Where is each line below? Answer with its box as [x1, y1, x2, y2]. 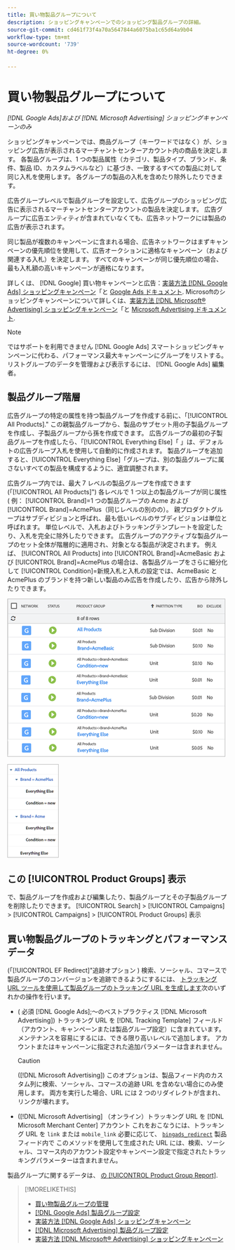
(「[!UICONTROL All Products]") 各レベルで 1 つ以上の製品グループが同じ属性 [7, 487, 227, 496]
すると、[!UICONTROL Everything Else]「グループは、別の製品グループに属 [7, 455, 224, 463]
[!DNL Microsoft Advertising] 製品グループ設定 [34, 1226, 169, 1235]
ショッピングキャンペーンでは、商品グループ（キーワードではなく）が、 [7, 137, 216, 145]
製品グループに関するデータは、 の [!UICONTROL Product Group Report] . [7, 1171, 219, 1180]
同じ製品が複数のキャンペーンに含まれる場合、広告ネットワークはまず [7, 237, 210, 246]
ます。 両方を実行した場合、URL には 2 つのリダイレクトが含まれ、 [29, 1088, 224, 1097]
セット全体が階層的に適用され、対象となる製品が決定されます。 [19, 540, 203, 548]
